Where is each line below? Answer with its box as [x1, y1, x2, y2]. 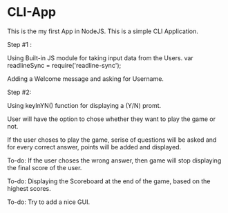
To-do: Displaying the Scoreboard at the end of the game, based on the [7, 177, 211, 185]
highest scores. [7, 184, 52, 192]
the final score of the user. [7, 163, 82, 172]
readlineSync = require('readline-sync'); [7, 61, 122, 69]
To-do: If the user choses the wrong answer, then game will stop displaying [7, 156, 222, 165]
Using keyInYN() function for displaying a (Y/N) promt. [7, 101, 162, 109]
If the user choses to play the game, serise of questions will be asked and [7, 136, 217, 144]
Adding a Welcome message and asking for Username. [7, 74, 164, 83]
